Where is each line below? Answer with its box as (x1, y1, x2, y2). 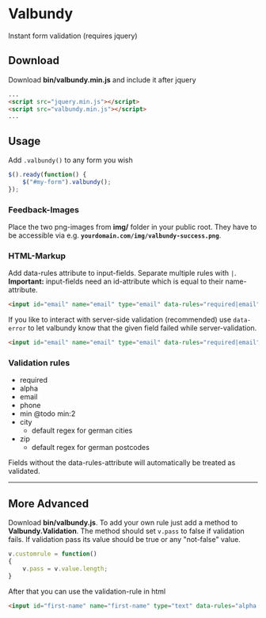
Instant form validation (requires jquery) (8, 31, 138, 40)
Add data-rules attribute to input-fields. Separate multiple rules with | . (8, 269, 237, 278)
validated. (8, 467, 41, 476)
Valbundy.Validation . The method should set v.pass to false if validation (8, 526, 245, 536)
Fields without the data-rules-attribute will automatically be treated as (8, 458, 236, 467)
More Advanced (8, 497, 89, 510)
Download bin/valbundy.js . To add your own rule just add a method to (8, 518, 238, 528)
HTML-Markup (8, 250, 66, 261)
